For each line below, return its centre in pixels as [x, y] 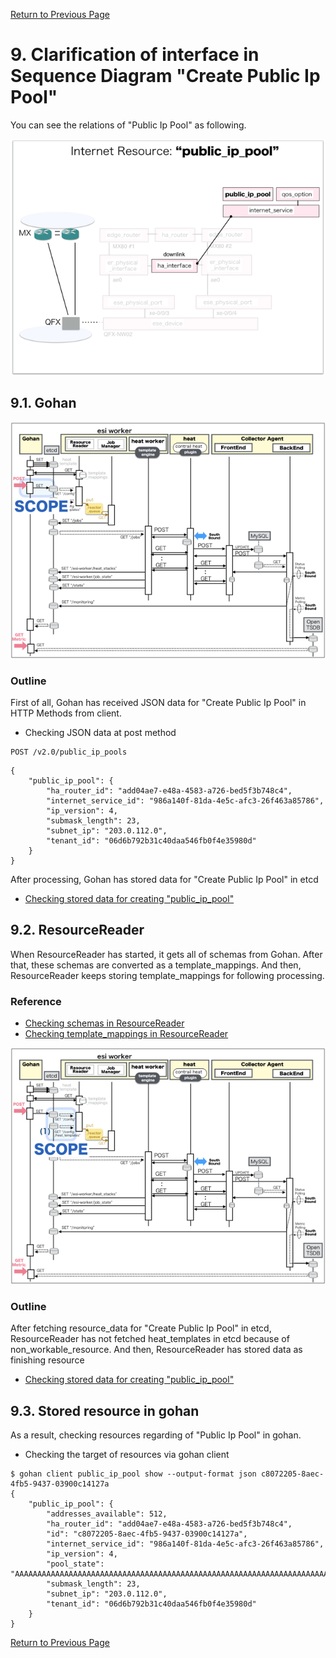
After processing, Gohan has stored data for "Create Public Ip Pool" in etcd [164, 880]
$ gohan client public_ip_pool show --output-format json [133, 1474]
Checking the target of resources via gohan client [127, 1455]
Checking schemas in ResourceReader [104, 1023]
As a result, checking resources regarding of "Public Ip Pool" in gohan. [156, 1435]
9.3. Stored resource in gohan [105, 1410]
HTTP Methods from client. [66, 713]
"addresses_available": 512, [107, 1514]
